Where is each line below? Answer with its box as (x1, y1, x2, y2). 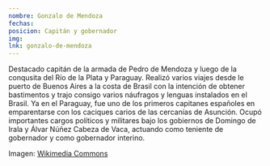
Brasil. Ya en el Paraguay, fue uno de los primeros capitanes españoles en (8, 99, 255, 109)
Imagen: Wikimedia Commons (8, 149, 108, 159)
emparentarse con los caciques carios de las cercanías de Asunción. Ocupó (8, 107, 263, 117)
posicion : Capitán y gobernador (8, 27, 117, 35)
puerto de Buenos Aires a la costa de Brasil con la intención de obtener (8, 82, 245, 92)
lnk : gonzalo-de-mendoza (8, 42, 92, 50)
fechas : (8, 19, 35, 28)
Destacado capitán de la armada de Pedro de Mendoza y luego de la (8, 64, 237, 74)
